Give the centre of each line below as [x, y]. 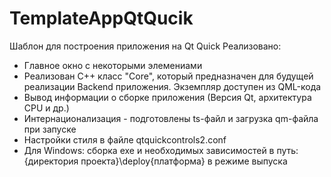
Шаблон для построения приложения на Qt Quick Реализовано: [145, 46]
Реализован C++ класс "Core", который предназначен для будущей [168, 76]
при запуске [50, 129]
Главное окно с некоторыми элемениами [113, 65]
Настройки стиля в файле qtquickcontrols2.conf [125, 139]
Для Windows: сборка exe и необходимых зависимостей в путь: [161, 150]
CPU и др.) [46, 108]
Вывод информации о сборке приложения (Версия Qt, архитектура [167, 97]
